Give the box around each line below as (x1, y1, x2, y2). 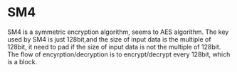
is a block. (7, 57, 38, 66)
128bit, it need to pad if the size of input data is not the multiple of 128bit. (7, 42, 221, 51)
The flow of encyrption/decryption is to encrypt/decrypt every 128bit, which (7, 50, 231, 59)
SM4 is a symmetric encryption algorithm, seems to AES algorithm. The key (7, 28, 229, 36)
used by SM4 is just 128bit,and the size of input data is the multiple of (7, 35, 211, 43)
